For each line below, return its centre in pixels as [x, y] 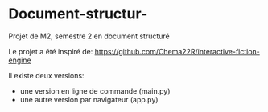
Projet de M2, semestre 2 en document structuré [89, 36]
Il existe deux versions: [46, 75]
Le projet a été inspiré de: [51, 51]
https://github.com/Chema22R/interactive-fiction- [177, 51]
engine [20, 60]
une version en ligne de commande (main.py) [95, 91]
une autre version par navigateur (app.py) [89, 99]
